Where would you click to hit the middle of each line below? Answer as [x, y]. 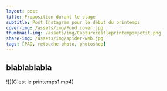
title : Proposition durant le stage [51, 17]
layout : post [22, 11]
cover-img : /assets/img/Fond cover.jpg [55, 28]
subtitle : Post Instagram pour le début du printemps [73, 22]
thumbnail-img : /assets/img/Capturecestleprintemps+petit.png [83, 33]
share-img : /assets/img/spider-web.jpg [55, 38]
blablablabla [29, 68]
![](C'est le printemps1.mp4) [40, 82]
